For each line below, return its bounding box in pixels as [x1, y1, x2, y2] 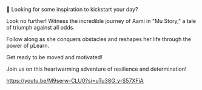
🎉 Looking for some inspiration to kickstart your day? [6, 6, 138, 13]
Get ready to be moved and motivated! [6, 54, 103, 60]
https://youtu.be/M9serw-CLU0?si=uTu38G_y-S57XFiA [6, 77, 144, 84]
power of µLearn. [6, 42, 50, 49]
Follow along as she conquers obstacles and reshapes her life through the [6, 36, 191, 42]
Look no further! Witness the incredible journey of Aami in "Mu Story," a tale [6, 18, 196, 24]
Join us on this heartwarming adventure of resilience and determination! [6, 65, 187, 72]
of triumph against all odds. [6, 24, 75, 31]
